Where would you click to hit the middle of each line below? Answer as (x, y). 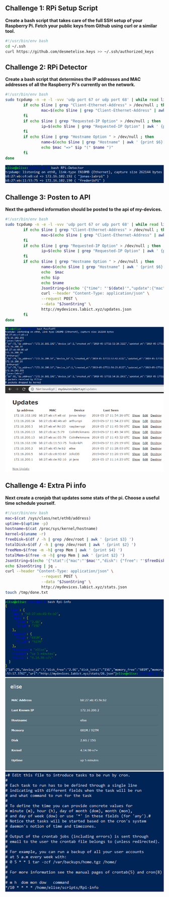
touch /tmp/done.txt (27, 592)
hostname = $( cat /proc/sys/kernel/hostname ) (52, 529)
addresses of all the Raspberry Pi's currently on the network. (70, 84)
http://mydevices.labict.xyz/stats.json (84, 587)
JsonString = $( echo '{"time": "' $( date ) (83, 288)
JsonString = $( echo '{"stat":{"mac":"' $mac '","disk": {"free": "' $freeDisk (85, 561)
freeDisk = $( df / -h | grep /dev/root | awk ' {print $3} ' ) (70, 540)
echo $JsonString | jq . (31, 566)
